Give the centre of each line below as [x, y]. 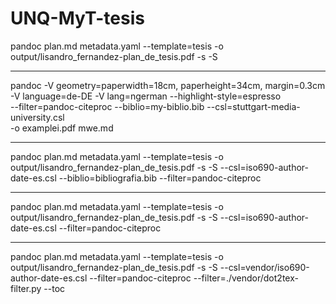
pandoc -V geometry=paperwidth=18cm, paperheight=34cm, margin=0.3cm [168, 85]
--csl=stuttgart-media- [253, 106]
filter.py [26, 288]
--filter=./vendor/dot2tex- [246, 278]
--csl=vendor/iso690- [264, 267]
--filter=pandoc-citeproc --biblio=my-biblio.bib [107, 106]
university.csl [37, 117]
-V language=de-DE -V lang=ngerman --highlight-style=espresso [146, 96]
